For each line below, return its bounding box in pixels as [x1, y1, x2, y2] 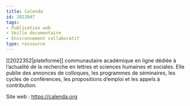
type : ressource [6, 41, 46, 47]
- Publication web [6, 24, 51, 31]
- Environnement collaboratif [6, 36, 80, 41]
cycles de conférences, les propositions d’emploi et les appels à [6, 75, 160, 82]
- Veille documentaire [6, 30, 61, 36]
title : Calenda [6, 8, 43, 15]
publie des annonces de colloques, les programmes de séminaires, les [6, 69, 176, 76]
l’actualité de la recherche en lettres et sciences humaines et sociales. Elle [6, 63, 185, 70]
